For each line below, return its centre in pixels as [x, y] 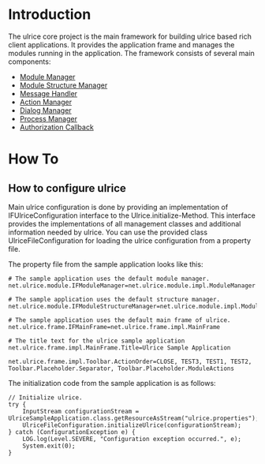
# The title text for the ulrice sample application [97, 341]
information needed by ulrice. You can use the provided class [108, 232]
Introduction [50, 15]
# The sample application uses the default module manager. [109, 279]
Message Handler [48, 93]
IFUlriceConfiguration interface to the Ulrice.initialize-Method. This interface [132, 215]
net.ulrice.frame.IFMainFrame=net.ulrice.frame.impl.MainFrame [114, 327]
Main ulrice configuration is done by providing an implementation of [118, 207]
